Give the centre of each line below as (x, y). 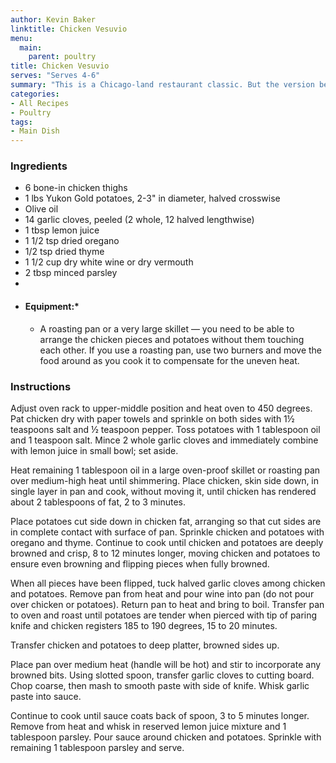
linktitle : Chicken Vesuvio (69, 29)
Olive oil (41, 209)
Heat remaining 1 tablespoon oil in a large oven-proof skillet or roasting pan (165, 470)
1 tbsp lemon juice (62, 230)
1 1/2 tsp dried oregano (72, 241)
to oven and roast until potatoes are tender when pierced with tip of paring (164, 615)
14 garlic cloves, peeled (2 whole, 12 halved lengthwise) (139, 220)
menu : (21, 38)
